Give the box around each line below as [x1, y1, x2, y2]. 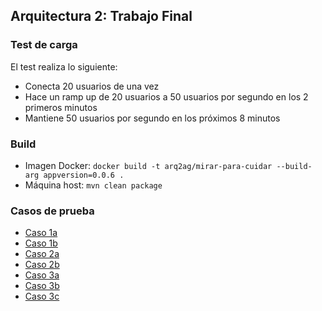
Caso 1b [24, 237, 58, 249]
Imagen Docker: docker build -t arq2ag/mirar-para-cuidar [24, 159, 273, 171]
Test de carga [10, 38, 78, 52]
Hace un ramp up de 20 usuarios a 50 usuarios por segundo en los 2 [24, 90, 309, 103]
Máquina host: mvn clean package [24, 179, 163, 191]
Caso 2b [24, 259, 60, 271]
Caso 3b [24, 280, 60, 292]
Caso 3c [24, 290, 60, 303]
